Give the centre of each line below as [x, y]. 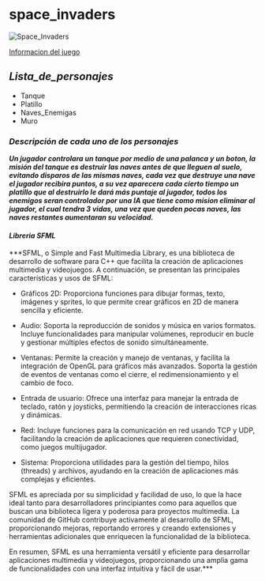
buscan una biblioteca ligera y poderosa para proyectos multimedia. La [124, 511]
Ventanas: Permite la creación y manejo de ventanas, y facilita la [125, 358]
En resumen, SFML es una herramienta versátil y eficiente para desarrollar [130, 552]
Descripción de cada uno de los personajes [94, 141]
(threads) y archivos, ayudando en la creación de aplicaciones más [129, 471]
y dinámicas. [41, 415]
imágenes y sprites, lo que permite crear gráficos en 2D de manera [129, 302]
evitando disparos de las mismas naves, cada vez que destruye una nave [132, 175]
